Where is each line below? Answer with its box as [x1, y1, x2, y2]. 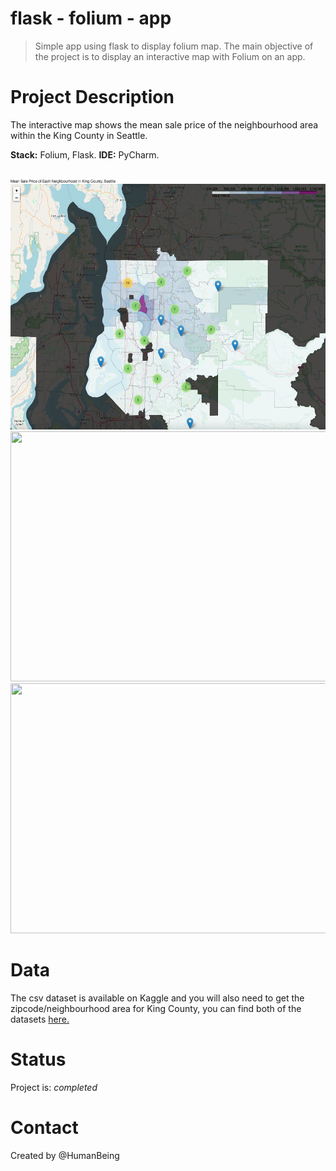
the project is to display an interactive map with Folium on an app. [34, 50, 306, 62]
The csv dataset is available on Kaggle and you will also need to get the [10, 992, 305, 1004]
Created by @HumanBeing [10, 1149, 120, 1161]
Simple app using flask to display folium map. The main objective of [34, 40, 314, 52]
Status [10, 1048, 67, 1071]
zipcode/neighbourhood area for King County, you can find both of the [10, 1002, 302, 1014]
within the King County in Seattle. [10, 129, 148, 141]
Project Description [10, 86, 175, 109]
